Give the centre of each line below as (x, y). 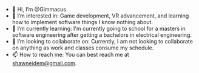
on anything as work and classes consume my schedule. (83, 48)
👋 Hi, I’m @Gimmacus (39, 9)
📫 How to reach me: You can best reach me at (70, 55)
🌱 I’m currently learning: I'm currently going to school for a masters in (99, 28)
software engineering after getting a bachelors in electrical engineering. (102, 35)
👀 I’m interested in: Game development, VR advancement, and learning (100, 16)
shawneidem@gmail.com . (44, 63)
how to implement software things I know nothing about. (83, 22)
